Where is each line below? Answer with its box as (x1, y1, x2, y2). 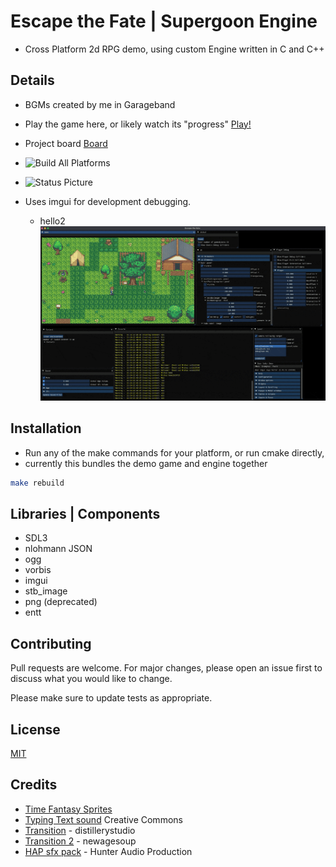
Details (10, 72, 55, 89)
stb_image (24, 585, 68, 597)
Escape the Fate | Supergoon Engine (10, 10, 318, 33)
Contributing (10, 635, 92, 652)
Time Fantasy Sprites (24, 803, 113, 815)
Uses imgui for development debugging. (24, 195, 192, 207)
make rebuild (10, 478, 65, 488)
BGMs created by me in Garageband (24, 98, 176, 110)
